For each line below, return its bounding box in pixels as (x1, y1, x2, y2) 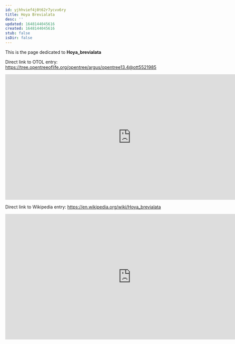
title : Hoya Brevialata (5, 12, 55, 17)
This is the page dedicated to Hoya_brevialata (5, 49, 101, 55)
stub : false (5, 31, 30, 36)
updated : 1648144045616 (5, 21, 55, 27)
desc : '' (5, 17, 24, 22)
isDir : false (5, 36, 33, 41)
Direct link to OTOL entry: (5, 59, 58, 65)
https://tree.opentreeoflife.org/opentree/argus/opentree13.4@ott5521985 (5, 64, 157, 70)
